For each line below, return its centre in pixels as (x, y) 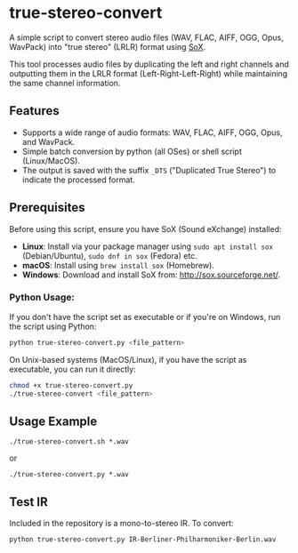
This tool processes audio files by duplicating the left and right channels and (149, 64)
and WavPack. (48, 141)
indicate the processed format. (78, 180)
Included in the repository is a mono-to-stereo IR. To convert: (121, 524)
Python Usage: (42, 298)
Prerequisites (47, 208)
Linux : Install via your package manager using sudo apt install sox (148, 246)
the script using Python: (53, 326)
